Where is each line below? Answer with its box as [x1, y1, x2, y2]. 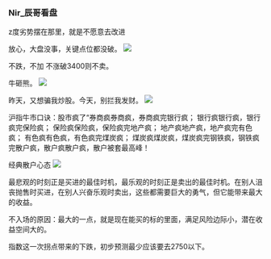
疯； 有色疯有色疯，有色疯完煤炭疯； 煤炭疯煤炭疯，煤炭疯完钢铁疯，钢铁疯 [8, 133, 260, 143]
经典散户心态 [8, 160, 51, 170]
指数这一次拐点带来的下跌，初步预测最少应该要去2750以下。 [8, 242, 210, 252]
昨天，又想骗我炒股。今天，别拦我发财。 [8, 95, 143, 106]
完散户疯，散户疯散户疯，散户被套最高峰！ [8, 143, 150, 152]
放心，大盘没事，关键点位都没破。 [8, 44, 122, 54]
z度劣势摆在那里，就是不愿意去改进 [8, 27, 126, 37]
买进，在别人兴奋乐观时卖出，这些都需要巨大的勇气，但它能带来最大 [35, 187, 263, 197]
